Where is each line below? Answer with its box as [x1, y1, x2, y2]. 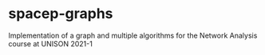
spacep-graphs [8, 5, 113, 23]
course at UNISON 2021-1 [8, 38, 93, 48]
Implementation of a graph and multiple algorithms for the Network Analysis [8, 31, 258, 40]
